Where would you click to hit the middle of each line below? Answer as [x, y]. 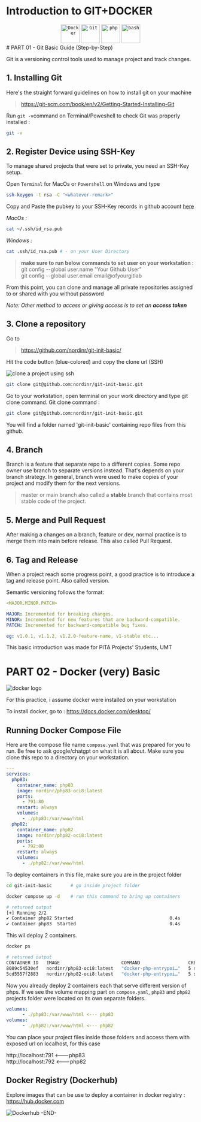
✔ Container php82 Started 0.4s [93, 918]
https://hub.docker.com [35, 1101]
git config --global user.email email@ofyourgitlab [81, 276]
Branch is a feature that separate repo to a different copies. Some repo [93, 464]
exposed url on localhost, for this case [53, 1043]
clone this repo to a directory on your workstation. [68, 758]
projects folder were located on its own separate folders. [76, 998]
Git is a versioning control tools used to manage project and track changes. [99, 59]
